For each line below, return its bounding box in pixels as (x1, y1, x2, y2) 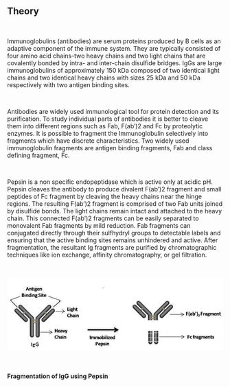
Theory (7, 5, 40, 17)
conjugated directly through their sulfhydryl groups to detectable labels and (7, 228, 221, 237)
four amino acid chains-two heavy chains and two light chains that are (7, 51, 206, 60)
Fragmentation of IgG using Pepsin (7, 372, 108, 380)
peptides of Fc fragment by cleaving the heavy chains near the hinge (7, 192, 203, 200)
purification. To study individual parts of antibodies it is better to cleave (7, 115, 209, 123)
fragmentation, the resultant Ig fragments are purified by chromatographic (7, 243, 217, 251)
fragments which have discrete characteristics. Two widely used (7, 137, 189, 145)
